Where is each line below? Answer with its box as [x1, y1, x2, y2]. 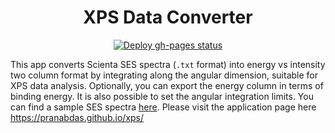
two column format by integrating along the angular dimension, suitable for [10, 69, 319, 81]
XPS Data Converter [83, 6, 253, 29]
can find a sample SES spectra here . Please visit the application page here [10, 101, 317, 113]
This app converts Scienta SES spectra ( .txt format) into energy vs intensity [10, 58, 326, 70]
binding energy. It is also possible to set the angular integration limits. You [10, 90, 314, 102]
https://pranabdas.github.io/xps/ [10, 111, 144, 123]
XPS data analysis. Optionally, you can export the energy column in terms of [10, 79, 324, 91]
